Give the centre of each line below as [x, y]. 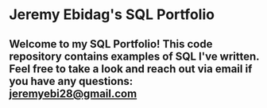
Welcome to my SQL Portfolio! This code [111, 44]
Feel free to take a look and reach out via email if [131, 69]
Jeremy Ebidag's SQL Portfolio [112, 15]
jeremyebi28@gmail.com [73, 93]
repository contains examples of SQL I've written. [134, 56]
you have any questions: [71, 81]
